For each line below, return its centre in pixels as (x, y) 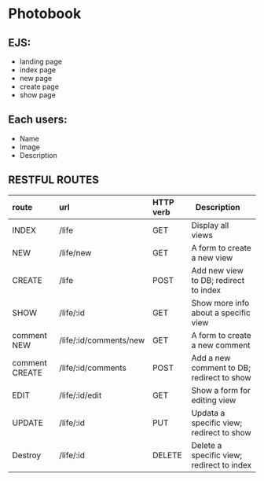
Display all (210, 225)
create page (39, 86)
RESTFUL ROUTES (54, 180)
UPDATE (27, 423)
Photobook (45, 14)
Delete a (207, 445)
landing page (41, 61)
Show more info (220, 303)
